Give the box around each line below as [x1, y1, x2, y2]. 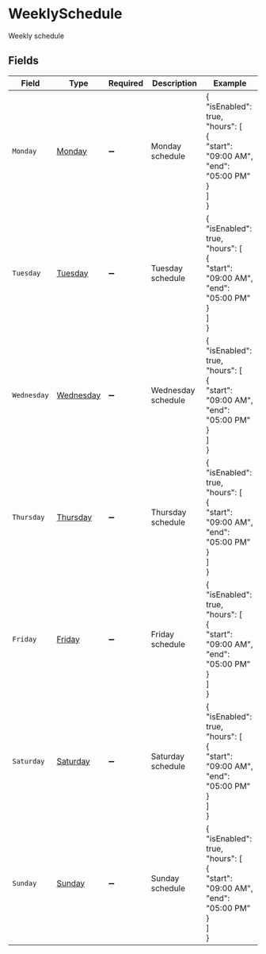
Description [151, 77, 198, 88]
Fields [8, 54, 40, 67]
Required [108, 77, 144, 88]
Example [213, 77, 247, 88]
